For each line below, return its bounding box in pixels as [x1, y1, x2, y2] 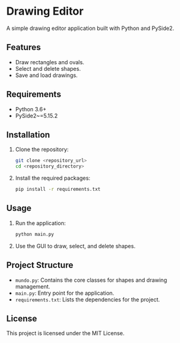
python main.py [15, 231, 54, 237]
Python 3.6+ [15, 105, 47, 112]
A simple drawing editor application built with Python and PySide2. [6, 24, 174, 32]
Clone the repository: [15, 146, 69, 153]
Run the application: [15, 219, 66, 227]
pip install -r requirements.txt [15, 186, 101, 193]
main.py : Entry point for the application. [15, 289, 114, 297]
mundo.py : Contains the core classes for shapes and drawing [15, 276, 167, 284]
